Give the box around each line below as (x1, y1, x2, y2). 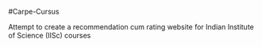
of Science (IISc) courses (8, 31, 91, 40)
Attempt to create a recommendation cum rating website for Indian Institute (8, 22, 254, 31)
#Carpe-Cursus (8, 7, 60, 16)
